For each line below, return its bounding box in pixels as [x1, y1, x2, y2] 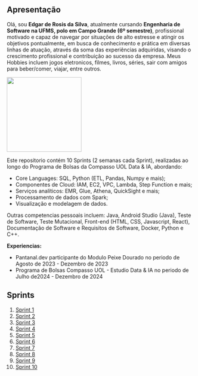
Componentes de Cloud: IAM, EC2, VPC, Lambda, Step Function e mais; [15, 181, 193, 188]
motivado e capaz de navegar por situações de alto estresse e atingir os [7, 33, 184, 41]
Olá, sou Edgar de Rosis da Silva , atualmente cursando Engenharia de [7, 20, 181, 27]
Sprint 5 [15, 331, 35, 338]
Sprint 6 [15, 338, 35, 345]
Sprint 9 [15, 357, 35, 364]
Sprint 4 [15, 325, 35, 332]
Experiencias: [7, 242, 42, 249]
